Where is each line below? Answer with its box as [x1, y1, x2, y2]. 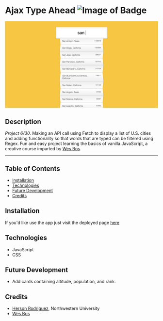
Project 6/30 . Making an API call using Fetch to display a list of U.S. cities [5, 130, 151, 136]
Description [5, 117, 41, 126]
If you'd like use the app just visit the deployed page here [5, 220, 120, 225]
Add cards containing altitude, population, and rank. [12, 279, 116, 285]
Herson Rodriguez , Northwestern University [12, 305, 100, 311]
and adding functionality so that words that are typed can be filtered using [5, 136, 154, 142]
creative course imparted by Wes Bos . [5, 146, 81, 152]
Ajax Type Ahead [5, 5, 76, 16]
